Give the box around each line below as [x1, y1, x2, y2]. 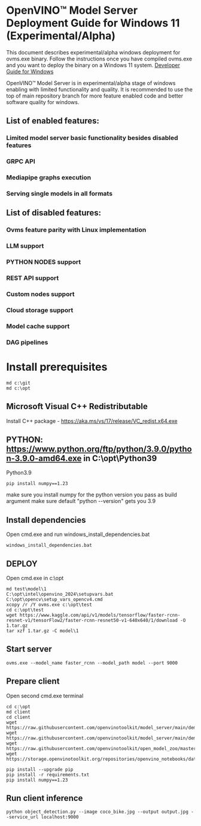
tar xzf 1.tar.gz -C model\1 [6, 627, 79, 634]
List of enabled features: [6, 116, 100, 126]
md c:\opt [6, 385, 31, 391]
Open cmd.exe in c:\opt [6, 574, 64, 581]
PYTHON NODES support [6, 258, 81, 266]
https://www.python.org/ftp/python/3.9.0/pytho [6, 444, 193, 454]
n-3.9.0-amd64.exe [6, 453, 82, 464]
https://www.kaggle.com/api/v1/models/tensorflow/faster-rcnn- [19, 612, 181, 618]
